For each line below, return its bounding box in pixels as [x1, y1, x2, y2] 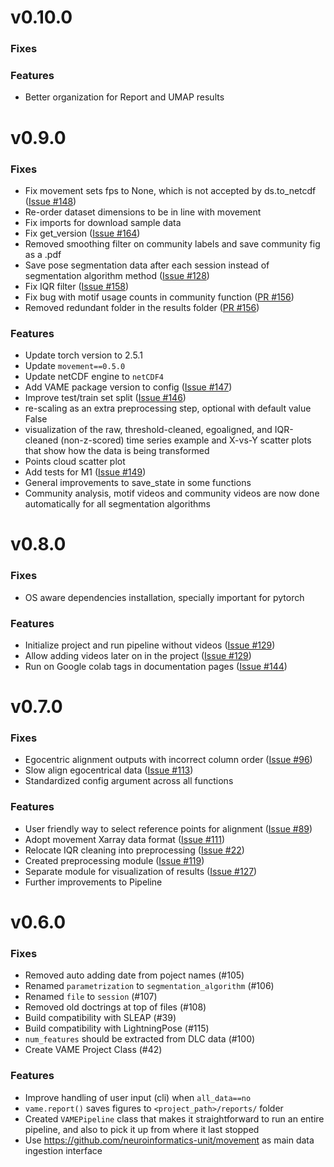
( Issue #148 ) [24, 195, 77, 207]
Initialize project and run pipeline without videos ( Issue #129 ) [24, 639, 276, 651]
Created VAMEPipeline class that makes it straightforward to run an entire [24, 1112, 325, 1125]
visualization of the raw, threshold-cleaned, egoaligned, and [24, 424, 273, 436]
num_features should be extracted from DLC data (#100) [24, 1033, 256, 1045]
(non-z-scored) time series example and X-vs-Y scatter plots [60, 434, 312, 446]
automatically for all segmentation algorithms [24, 498, 211, 510]
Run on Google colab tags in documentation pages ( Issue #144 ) [24, 660, 288, 672]
